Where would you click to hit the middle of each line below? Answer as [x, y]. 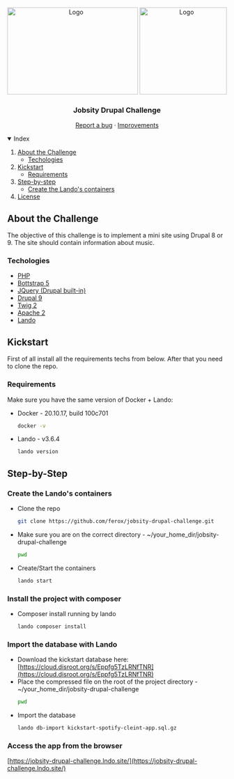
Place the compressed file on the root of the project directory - [108, 682]
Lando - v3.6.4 [39, 439]
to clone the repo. [33, 366]
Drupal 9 [30, 298]
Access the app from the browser [65, 746]
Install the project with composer [64, 599]
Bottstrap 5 [33, 283]
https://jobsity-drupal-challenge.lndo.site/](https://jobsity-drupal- [103, 761]
